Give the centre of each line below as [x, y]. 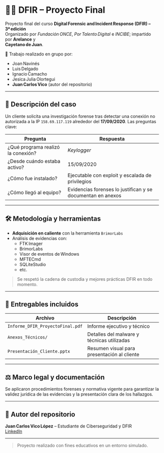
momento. [27, 284]
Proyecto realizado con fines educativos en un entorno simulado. [82, 445]
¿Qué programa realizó [34, 147]
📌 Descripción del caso [41, 104]
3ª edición [16, 28]
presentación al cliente [113, 354]
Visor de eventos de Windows [49, 254]
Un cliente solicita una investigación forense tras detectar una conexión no [80, 116]
